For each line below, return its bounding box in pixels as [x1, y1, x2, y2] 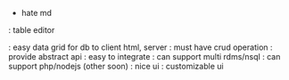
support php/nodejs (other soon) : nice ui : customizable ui [8, 61, 224, 71]
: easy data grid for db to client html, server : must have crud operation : [8, 42, 273, 52]
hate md [21, 8, 53, 18]
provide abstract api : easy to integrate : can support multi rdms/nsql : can [8, 52, 281, 61]
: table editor [8, 25, 55, 35]
